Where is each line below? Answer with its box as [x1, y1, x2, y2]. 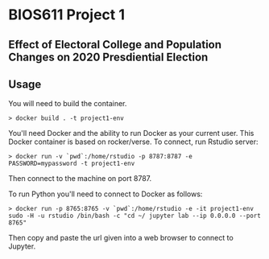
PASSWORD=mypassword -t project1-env [8, 159, 135, 168]
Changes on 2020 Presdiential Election [8, 50, 209, 64]
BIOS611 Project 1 [8, 6, 125, 24]
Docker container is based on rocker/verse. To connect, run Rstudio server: [8, 137, 259, 146]
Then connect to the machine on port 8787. [8, 174, 152, 183]
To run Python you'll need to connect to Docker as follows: [8, 189, 203, 199]
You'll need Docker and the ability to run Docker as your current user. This [8, 129, 255, 138]
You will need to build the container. [8, 99, 127, 109]
